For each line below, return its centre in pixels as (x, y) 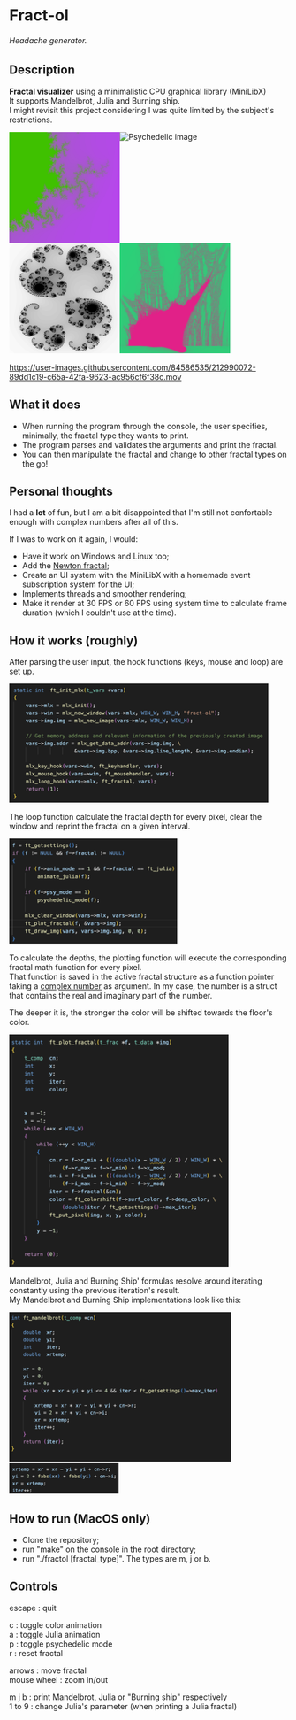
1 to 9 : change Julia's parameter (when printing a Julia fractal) (123, 1706)
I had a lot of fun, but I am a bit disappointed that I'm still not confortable (141, 513)
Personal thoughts (61, 492)
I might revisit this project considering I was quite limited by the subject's (142, 110)
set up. (22, 671)
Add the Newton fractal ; (65, 566)
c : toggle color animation (56, 1624)
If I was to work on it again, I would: (74, 539)
